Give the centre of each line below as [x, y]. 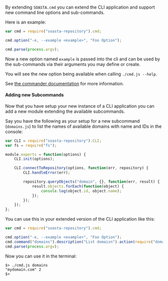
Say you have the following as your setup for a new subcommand [72, 121]
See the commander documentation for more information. [64, 83]
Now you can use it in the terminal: [41, 256]
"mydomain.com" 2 [23, 270]
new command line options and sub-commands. [55, 12]
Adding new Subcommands [34, 95]
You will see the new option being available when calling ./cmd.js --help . [81, 74]
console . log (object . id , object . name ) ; [81, 191]
